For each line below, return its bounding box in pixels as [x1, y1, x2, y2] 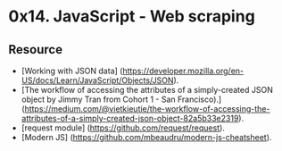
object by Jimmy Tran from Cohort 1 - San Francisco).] [21, 94, 222, 105]
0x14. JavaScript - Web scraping [8, 6, 255, 27]
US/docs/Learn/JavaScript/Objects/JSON [21, 75, 174, 86]
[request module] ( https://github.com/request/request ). [21, 122, 225, 133]
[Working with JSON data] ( [21, 65, 123, 76]
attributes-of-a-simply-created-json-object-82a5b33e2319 [21, 113, 239, 123]
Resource [8, 42, 63, 57]
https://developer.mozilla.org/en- [122, 65, 245, 76]
